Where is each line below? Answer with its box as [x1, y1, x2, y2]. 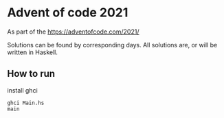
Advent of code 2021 [7, 5, 128, 21]
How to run [7, 68, 56, 80]
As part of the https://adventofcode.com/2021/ [7, 27, 139, 36]
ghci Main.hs [7, 99, 45, 106]
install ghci [7, 86, 38, 94]
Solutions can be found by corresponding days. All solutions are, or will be [7, 40, 218, 49]
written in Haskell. [7, 48, 58, 56]
